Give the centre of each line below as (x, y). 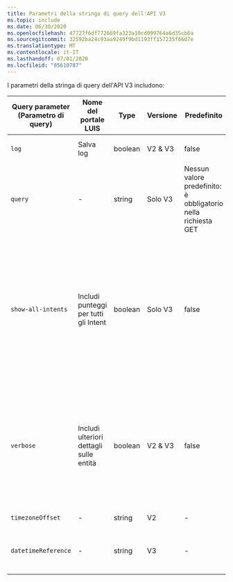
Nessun (197, 169)
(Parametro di (41, 115)
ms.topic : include (34, 20)
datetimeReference (41, 550)
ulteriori (90, 437)
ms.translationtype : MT (42, 46)
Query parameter (41, 106)
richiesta (198, 221)
